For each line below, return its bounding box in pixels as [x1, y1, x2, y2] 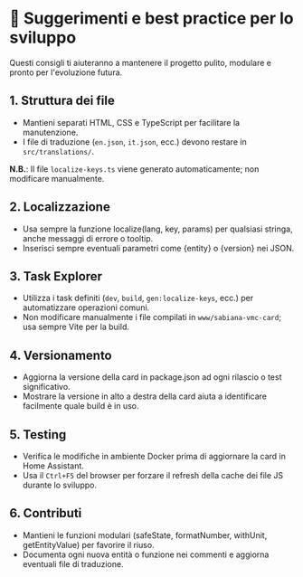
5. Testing [9, 427, 67, 442]
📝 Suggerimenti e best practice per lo [9, 8, 294, 29]
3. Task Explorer [9, 269, 102, 284]
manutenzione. [22, 127, 79, 137]
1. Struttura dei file [9, 93, 115, 109]
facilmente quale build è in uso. [22, 401, 139, 411]
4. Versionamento [9, 347, 113, 363]
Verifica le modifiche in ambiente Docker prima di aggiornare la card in [22, 451, 287, 461]
